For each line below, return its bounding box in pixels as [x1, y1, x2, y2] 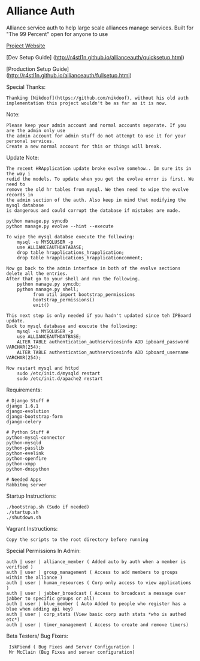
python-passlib [6, 445, 44, 451]
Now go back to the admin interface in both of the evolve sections [6, 265, 181, 271]
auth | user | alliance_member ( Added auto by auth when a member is [6, 558, 186, 565]
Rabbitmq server [6, 481, 47, 487]
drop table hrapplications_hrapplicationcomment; [17, 255, 144, 261]
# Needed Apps [6, 476, 42, 483]
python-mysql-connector [6, 434, 66, 441]
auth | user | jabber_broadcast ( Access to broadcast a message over [6, 590, 186, 596]
